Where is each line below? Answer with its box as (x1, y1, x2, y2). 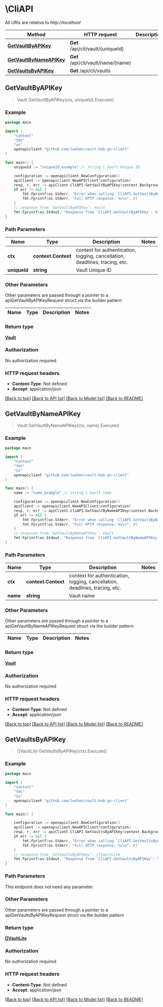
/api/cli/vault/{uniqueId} (69, 45, 124, 52)
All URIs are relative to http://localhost (5, 19, 81, 25)
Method (27, 31, 46, 37)
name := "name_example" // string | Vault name (14, 490, 112, 495)
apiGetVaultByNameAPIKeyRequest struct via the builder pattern (5, 623, 134, 629)
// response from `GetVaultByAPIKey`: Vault (14, 205, 105, 210)
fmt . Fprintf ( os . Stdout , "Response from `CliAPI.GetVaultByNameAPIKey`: (14, 536, 162, 541)
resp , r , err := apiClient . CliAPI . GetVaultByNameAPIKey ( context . (14, 508, 149, 513)
